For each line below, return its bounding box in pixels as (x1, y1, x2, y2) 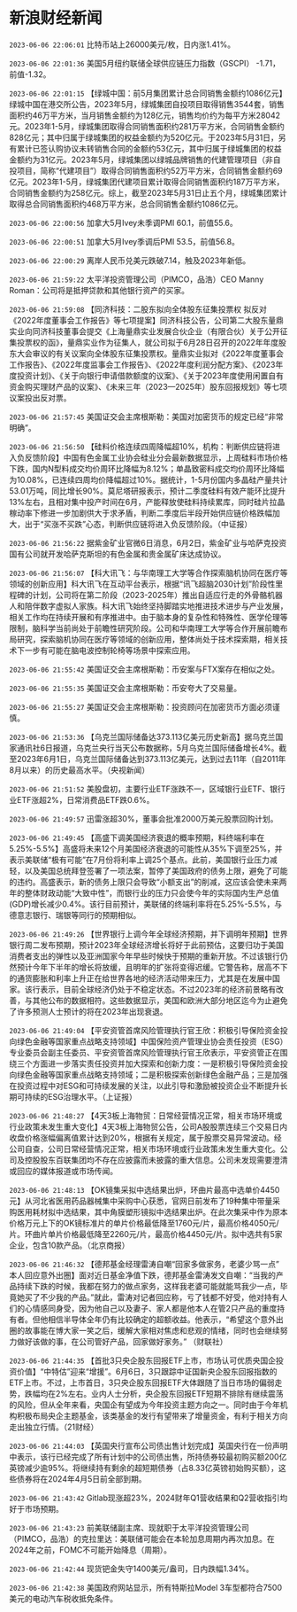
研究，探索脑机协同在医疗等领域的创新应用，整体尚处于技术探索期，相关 (16, 634, 280, 644)
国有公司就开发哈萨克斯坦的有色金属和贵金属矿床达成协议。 (9, 549, 226, 559)
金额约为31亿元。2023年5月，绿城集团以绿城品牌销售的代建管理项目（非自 (9, 154, 281, 165)
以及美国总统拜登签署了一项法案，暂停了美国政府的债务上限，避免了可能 (24, 865, 288, 876)
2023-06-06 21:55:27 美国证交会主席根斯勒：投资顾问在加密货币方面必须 (9, 701, 272, 712)
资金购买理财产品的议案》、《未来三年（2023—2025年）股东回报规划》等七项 (9, 381, 287, 392)
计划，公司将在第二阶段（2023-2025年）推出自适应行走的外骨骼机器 (32, 589, 283, 600)
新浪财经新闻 (9, 8, 103, 28)
